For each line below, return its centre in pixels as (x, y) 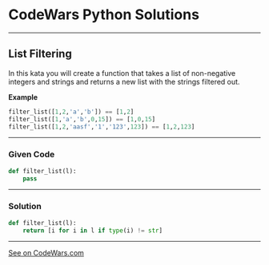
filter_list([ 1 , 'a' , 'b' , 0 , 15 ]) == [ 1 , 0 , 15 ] (82, 119)
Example (23, 97)
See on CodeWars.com (46, 253)
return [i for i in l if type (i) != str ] (92, 230)
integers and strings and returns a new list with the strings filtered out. (124, 81)
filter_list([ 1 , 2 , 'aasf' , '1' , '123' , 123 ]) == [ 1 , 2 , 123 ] (102, 127)
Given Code (32, 155)
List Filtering (40, 54)
